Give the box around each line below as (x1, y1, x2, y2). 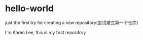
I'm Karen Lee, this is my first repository (5, 29, 86, 35)
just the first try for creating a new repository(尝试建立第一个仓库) (5, 20, 139, 25)
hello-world (5, 3, 54, 14)
